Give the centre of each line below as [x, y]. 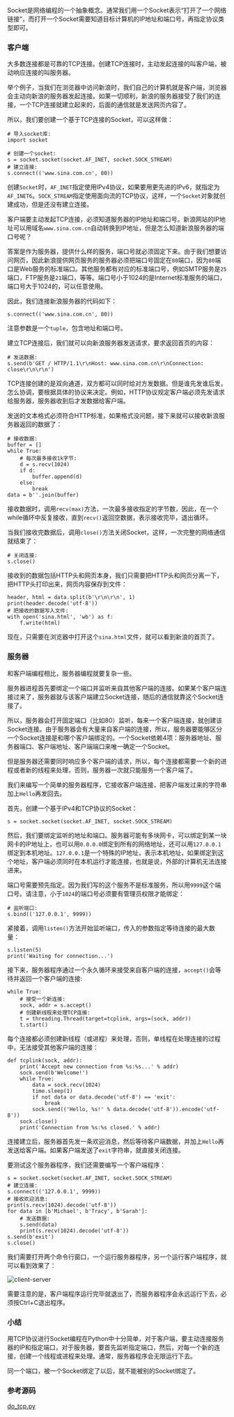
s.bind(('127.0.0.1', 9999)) [49, 914]
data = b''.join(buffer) [43, 495]
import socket [28, 140]
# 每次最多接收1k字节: [48, 458]
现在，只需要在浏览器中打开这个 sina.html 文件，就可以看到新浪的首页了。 [113, 637]
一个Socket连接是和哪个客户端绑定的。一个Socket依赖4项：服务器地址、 [111, 738]
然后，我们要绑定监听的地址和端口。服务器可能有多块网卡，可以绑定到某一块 [117, 835]
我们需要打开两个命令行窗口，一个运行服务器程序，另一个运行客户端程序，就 [117, 1257]
